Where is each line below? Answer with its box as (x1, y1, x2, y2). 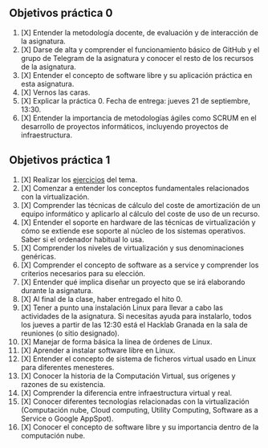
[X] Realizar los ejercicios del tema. (20, 174, 138, 184)
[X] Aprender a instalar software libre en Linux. (20, 345, 176, 355)
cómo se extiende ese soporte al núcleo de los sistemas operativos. (20, 226, 246, 235)
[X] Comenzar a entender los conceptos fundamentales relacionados (20, 183, 250, 193)
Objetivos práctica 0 (9, 6, 113, 20)
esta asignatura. (20, 79, 75, 88)
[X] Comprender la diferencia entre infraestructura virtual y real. (20, 388, 233, 397)
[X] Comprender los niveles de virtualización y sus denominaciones (20, 242, 244, 252)
